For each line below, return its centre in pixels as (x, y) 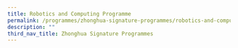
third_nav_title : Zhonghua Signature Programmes (80, 34)
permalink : (23, 20)
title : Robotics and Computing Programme (69, 14)
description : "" (31, 27)
